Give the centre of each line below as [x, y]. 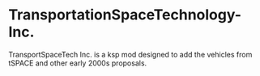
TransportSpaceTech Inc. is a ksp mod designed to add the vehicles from [130, 54]
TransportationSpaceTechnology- [125, 15]
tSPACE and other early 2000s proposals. [78, 63]
